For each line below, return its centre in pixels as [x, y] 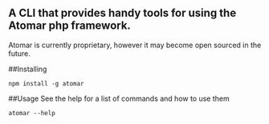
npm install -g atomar [46, 83]
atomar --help [32, 113]
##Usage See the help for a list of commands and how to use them [119, 98]
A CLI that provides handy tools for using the [122, 13]
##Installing [28, 69]
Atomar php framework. [69, 26]
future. [19, 53]
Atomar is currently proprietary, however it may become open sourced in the [135, 45]
